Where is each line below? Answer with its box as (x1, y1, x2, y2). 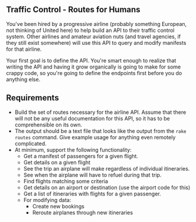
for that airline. (6, 45, 42, 53)
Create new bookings (32, 203, 84, 210)
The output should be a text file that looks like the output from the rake (14, 127, 187, 135)
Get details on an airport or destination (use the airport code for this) (23, 184, 191, 191)
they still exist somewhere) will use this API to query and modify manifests (6, 39, 187, 46)
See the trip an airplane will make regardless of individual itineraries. (23, 165, 190, 172)
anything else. (6, 76, 41, 83)
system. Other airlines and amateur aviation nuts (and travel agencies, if (6, 32, 181, 40)
